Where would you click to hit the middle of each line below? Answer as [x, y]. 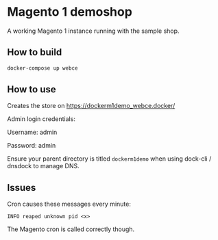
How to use [32, 90]
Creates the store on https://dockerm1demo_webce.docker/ [91, 106]
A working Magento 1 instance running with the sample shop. [93, 31]
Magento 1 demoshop [70, 12]
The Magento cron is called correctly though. [71, 229]
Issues [22, 188]
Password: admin [32, 146]
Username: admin [32, 132]
